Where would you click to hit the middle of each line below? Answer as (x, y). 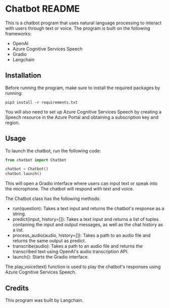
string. (19, 214)
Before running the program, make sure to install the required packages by (83, 88)
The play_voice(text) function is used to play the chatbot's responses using (83, 267)
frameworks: (18, 33)
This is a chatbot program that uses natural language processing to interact (83, 23)
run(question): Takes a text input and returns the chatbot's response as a (88, 209)
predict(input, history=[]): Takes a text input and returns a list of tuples (86, 219)
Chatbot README (43, 9)
